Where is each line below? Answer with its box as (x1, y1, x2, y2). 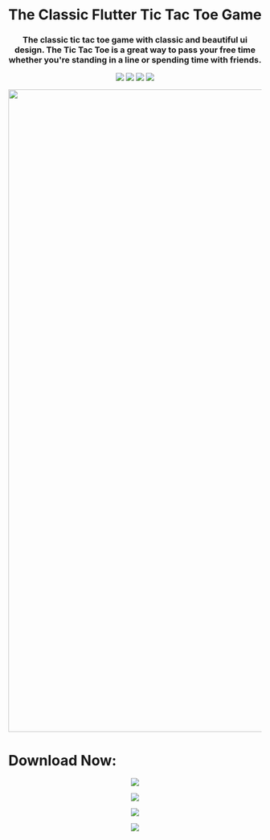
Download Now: (8, 751, 117, 769)
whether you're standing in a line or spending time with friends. (8, 55, 262, 66)
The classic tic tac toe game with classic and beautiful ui (22, 35, 247, 46)
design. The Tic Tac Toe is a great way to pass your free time (14, 44, 256, 55)
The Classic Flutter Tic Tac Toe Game (8, 6, 263, 24)
